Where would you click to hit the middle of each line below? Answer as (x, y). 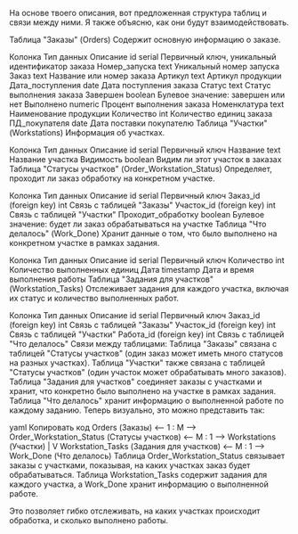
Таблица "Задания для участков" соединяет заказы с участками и (136, 382)
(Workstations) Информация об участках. (87, 132)
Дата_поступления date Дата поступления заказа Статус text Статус (140, 85)
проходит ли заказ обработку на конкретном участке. (112, 178)
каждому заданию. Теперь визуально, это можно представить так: (137, 410)
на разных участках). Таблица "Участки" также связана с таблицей (137, 363)
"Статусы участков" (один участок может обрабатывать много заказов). (148, 372)
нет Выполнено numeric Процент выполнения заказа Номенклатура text (147, 104)
